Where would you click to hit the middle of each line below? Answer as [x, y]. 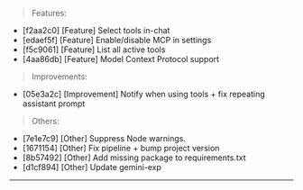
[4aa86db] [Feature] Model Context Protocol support [120, 59]
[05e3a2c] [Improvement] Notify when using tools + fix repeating [143, 94]
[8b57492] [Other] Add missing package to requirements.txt [134, 158]
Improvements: [59, 77]
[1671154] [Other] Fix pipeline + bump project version [121, 148]
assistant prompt [54, 104]
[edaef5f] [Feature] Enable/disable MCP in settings [117, 40]
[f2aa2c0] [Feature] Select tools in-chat [96, 30]
